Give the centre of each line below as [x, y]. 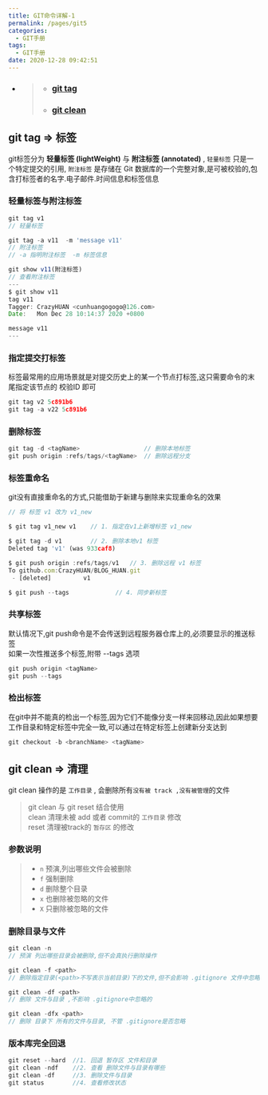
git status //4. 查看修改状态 [67, 1083]
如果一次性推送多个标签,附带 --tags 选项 [74, 653]
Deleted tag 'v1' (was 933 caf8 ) [62, 549]
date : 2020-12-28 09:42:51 [53, 61]
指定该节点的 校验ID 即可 [55, 387]
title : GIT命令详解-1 [42, 16]
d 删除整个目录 [63, 888]
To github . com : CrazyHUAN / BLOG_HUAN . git [75, 570]
